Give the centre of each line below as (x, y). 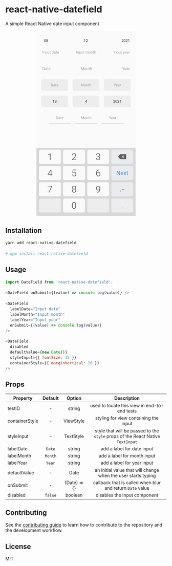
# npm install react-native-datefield (47, 254)
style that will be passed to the (127, 430)
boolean (74, 495)
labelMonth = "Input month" (38, 314)
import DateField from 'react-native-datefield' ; (59, 282)
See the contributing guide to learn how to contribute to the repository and (84, 525)
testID (14, 408)
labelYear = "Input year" (35, 320)
